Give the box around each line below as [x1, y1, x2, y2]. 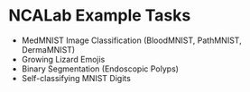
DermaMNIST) [21, 44, 76, 54]
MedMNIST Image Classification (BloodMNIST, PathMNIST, [21, 35, 242, 46]
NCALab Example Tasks [8, 5, 191, 26]
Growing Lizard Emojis [21, 54, 106, 64]
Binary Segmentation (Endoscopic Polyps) [21, 63, 180, 74]
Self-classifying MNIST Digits [21, 72, 132, 83]
